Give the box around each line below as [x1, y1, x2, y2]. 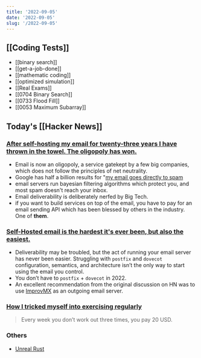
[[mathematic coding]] [14, 71, 71, 79]
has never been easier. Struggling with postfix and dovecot [14, 255, 163, 262]
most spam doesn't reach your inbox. [14, 186, 108, 194]
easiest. [6, 234, 31, 243]
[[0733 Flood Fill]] [14, 98, 60, 105]
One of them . [14, 212, 49, 219]
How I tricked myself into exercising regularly [6, 302, 142, 311]
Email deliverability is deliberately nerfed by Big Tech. [14, 193, 148, 200]
